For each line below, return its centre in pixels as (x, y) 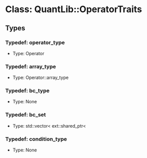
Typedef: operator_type (35, 43)
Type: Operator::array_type (41, 77)
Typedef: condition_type (36, 139)
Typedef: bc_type (27, 91)
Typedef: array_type (31, 66)
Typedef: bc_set (26, 115)
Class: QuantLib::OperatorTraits (74, 9)
